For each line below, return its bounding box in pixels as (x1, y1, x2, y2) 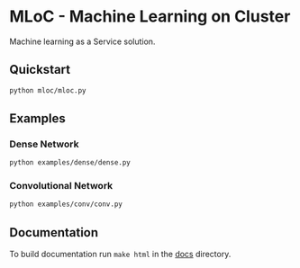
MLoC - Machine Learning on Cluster (9, 6, 291, 27)
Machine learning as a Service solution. (9, 36, 156, 47)
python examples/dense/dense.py (9, 158, 131, 167)
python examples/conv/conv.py (9, 200, 123, 209)
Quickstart (9, 62, 71, 77)
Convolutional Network (9, 180, 114, 192)
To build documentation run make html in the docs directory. (9, 249, 232, 260)
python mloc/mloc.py (9, 85, 87, 95)
